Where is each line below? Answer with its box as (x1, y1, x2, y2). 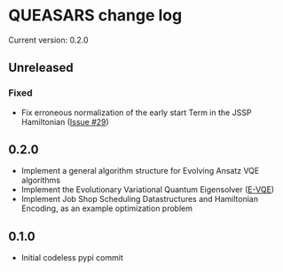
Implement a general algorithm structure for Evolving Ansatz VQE (20, 166, 260, 176)
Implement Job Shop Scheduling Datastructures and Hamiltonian (20, 194, 259, 205)
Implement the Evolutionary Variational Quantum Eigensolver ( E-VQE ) (20, 184, 275, 195)
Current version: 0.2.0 (8, 35, 89, 45)
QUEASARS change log (8, 5, 183, 26)
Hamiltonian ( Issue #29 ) (20, 116, 110, 127)
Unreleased (8, 60, 75, 75)
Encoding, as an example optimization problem (20, 203, 193, 214)
